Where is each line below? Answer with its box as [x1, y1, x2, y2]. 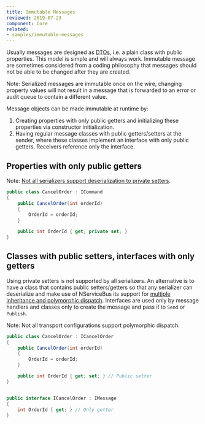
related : [6, 26, 29, 33]
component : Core [6, 20, 48, 26]
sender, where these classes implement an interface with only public [15, 136, 189, 144]
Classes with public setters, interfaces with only [6, 251, 195, 261]
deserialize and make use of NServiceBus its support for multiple [6, 290, 171, 298]
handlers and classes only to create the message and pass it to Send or [6, 303, 185, 310]
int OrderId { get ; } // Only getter [17, 406, 114, 413]
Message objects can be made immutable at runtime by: [6, 105, 149, 112]
